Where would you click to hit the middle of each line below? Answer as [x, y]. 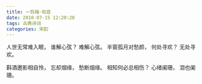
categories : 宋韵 [27, 29]
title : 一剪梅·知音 [29, 12]
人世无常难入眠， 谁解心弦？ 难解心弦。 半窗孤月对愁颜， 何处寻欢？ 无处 [98, 47]
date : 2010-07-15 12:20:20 [41, 18]
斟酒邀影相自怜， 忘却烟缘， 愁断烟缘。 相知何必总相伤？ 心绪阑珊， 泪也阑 [101, 68]
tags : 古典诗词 [24, 23]
